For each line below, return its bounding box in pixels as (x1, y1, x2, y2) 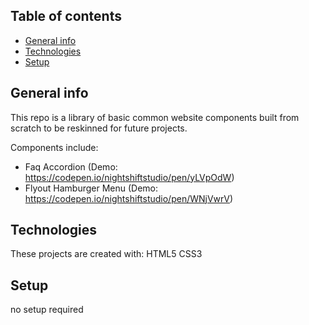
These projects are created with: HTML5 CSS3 (10, 248, 203, 260)
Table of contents (10, 8, 122, 25)
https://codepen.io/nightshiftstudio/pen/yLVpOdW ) (24, 171, 235, 183)
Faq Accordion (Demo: (24, 160, 118, 173)
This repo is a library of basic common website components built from (10, 111, 300, 123)
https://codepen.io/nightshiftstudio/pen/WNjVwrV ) (24, 192, 234, 204)
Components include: (10, 141, 99, 153)
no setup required (10, 304, 84, 316)
